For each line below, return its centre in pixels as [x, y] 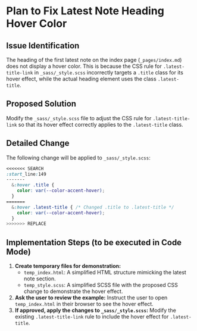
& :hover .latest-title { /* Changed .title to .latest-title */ [93, 207]
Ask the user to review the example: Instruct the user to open [91, 298]
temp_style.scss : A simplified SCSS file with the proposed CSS [101, 285]
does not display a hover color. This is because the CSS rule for [84, 66]
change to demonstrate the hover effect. [73, 291]
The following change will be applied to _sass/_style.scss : [78, 157]
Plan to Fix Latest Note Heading [85, 11]
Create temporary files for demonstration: [68, 266]
